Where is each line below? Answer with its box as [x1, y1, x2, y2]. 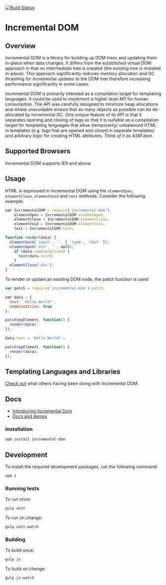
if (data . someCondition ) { [14, 249, 70, 254]
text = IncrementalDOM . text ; [14, 226, 74, 231]
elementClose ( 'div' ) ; [9, 263, 55, 268]
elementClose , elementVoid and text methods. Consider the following [5, 193, 145, 199]
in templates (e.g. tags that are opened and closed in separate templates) [5, 128, 155, 133]
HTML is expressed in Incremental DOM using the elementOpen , [5, 188, 134, 194]
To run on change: [5, 515, 43, 521]
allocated [5, 112, 24, 117]
